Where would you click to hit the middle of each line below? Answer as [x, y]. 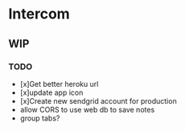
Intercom [39, 14]
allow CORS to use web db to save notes [87, 109]
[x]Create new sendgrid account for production [98, 100]
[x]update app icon [51, 92]
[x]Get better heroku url [59, 84]
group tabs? [40, 118]
